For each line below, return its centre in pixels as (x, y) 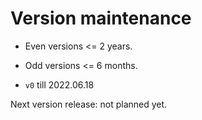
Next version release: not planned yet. (89, 104)
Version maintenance (101, 18)
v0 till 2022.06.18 (59, 84)
